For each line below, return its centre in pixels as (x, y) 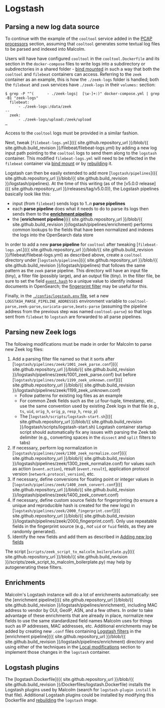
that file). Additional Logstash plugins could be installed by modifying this (80, 695)
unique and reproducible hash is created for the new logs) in (73, 505)
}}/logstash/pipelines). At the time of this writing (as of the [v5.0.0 (72, 183)
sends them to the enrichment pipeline (52, 214)
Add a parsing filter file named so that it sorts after (63, 359)
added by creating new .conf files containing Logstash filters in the (73, 631)
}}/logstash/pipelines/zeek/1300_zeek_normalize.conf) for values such (84, 463)
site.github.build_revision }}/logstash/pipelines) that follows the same (75, 265)
